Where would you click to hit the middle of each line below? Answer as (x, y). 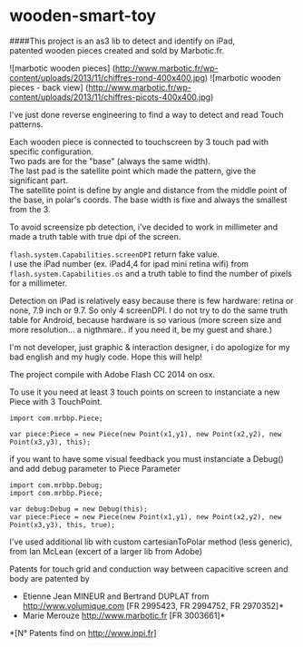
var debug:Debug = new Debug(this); (78, 509)
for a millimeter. (39, 283)
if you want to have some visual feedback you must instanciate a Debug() (147, 458)
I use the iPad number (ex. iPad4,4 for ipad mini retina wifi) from (129, 263)
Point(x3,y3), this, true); (63, 524)
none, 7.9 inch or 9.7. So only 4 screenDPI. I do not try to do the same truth (149, 310)
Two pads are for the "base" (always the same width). (110, 161)
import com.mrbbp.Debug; (56, 485)
